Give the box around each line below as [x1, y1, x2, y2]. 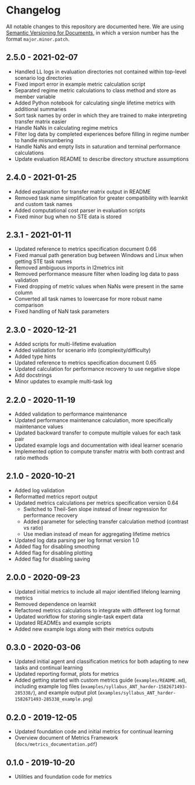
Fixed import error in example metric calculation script [14, 80, 146, 87]
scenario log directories [14, 74, 72, 81]
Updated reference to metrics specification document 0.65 [14, 359, 157, 366]
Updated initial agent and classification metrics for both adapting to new [14, 658, 189, 665]
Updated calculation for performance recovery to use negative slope [14, 365, 180, 373]
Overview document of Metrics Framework [14, 735, 118, 742]
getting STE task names [14, 258, 72, 265]
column [14, 289, 33, 297]
